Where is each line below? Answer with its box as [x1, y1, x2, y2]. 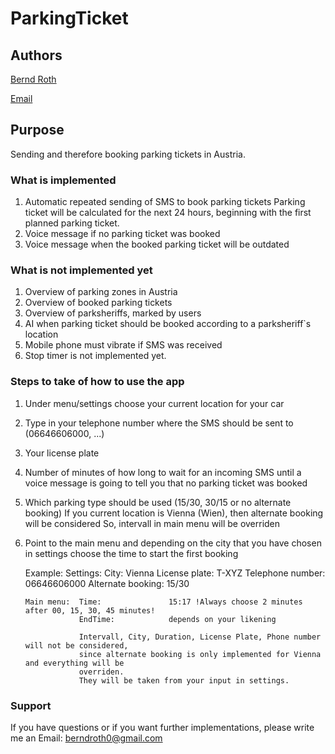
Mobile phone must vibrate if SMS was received [24, 339, 223, 351]
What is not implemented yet [10, 263, 153, 277]
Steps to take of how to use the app [10, 375, 185, 389]
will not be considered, [24, 640, 129, 651]
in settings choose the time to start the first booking [24, 547, 239, 559]
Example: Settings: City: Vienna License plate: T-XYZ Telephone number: [24, 567, 326, 579]
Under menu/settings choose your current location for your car [24, 397, 285, 409]
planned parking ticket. [24, 217, 120, 229]
